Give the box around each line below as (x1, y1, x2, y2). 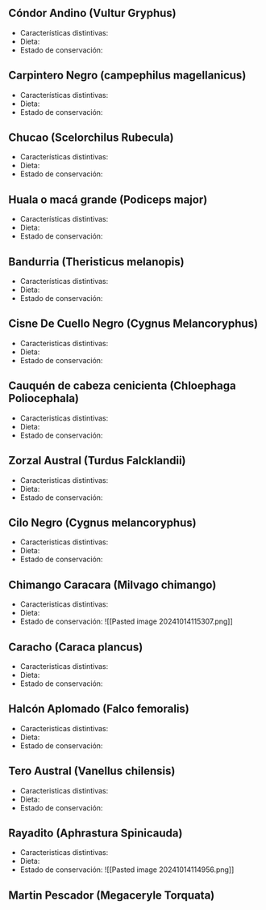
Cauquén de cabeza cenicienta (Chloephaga (8, 379, 236, 393)
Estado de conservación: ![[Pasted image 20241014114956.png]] (19, 865, 235, 874)
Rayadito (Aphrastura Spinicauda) (8, 826, 183, 840)
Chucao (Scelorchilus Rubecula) (8, 131, 174, 145)
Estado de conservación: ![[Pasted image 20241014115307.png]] (19, 616, 234, 626)
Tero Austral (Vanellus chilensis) (8, 764, 176, 778)
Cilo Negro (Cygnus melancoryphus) (8, 515, 197, 529)
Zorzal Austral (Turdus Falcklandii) (8, 454, 187, 468)
